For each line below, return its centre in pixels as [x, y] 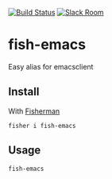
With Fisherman [34, 111]
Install [24, 92]
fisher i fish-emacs [42, 125]
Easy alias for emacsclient [51, 66]
